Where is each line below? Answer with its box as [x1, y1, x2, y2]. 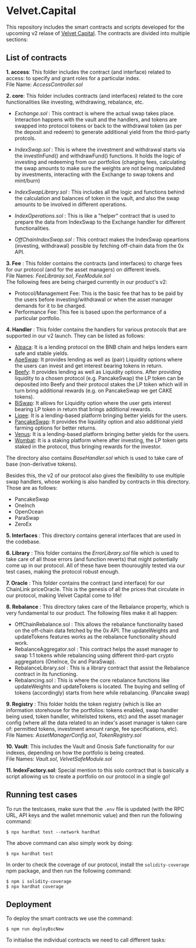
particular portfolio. [14, 314, 61, 321]
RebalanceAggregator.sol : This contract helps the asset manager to [14, 645, 178, 652]
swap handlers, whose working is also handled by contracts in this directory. [6, 478, 190, 485]
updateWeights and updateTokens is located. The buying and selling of [14, 683, 185, 690]
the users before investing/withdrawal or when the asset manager [14, 296, 173, 303]
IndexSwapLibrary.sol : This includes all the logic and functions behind [14, 188, 185, 195]
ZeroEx [14, 520, 32, 527]
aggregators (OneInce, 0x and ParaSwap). [14, 658, 117, 665]
